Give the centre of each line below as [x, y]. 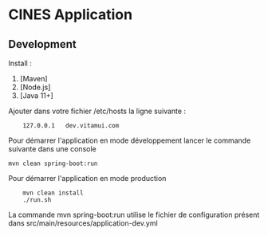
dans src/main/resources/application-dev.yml [83, 223]
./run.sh [37, 200]
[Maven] [33, 79]
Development [43, 44]
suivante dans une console [53, 149]
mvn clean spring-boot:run [53, 163]
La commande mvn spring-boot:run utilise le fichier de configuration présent [134, 214]
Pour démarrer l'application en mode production [87, 178]
